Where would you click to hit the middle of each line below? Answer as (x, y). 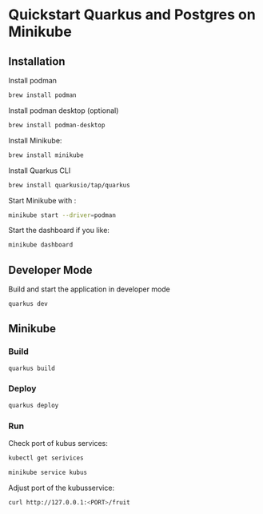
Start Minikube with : (42, 200)
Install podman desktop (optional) (64, 110)
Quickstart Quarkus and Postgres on (132, 15)
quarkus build (32, 368)
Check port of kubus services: (58, 443)
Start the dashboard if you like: (59, 231)
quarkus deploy (34, 405)
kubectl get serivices (46, 458)
